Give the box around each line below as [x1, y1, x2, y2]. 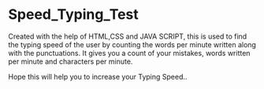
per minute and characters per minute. [8, 57, 133, 66]
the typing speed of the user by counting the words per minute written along [8, 39, 256, 49]
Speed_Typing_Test [8, 6, 139, 24]
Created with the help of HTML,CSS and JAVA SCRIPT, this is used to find [8, 32, 247, 41]
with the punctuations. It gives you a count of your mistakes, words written [8, 48, 251, 57]
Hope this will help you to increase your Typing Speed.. [8, 72, 188, 81]
